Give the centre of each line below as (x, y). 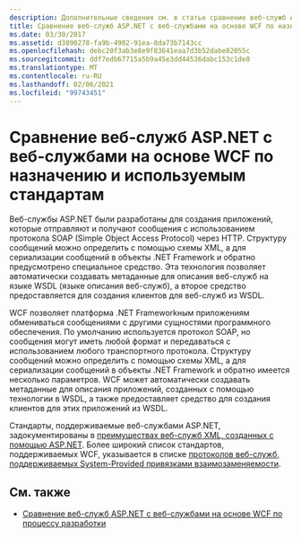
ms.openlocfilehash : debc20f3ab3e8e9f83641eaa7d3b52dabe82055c (130, 51)
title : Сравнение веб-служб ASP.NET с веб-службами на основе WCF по (142, 26)
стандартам (57, 194)
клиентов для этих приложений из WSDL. (89, 409)
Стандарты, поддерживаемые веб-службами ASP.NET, (115, 426)
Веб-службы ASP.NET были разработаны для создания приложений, (141, 219)
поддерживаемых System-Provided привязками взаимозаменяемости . (145, 464)
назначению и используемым (128, 175)
